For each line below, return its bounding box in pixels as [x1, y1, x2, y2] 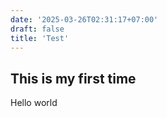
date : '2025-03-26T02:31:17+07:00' [10, 14, 159, 25]
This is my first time [10, 70, 137, 87]
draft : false [10, 24, 65, 34]
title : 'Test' [10, 33, 70, 43]
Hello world [10, 97, 58, 109]
